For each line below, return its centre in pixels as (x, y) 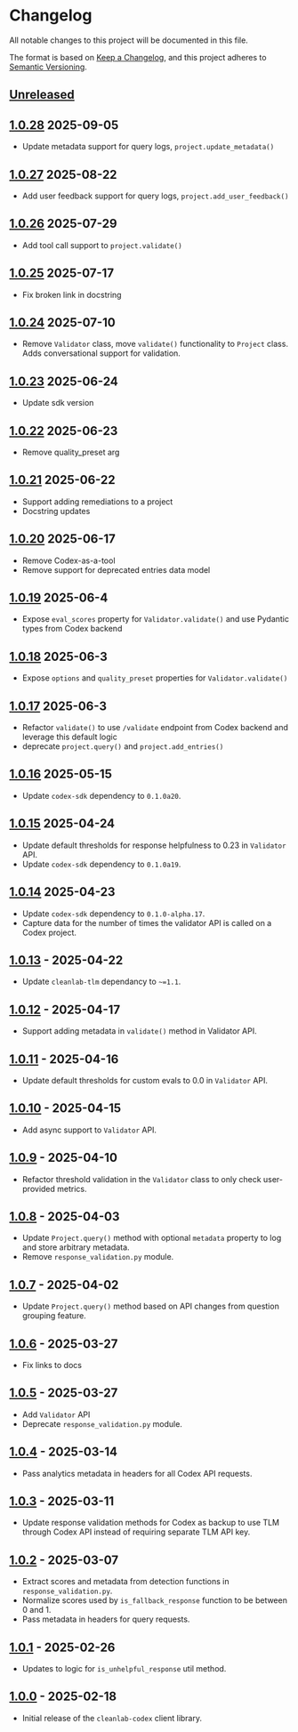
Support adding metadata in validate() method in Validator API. (140, 1031)
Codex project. (49, 932)
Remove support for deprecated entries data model (116, 569)
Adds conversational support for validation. (101, 353)
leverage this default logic (69, 737)
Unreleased (42, 95)
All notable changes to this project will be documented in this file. (129, 40)
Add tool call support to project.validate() (102, 245)
